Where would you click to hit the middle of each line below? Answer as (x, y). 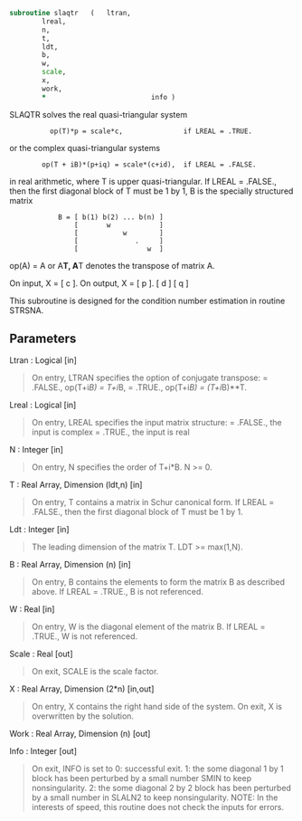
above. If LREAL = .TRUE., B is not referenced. (117, 592)
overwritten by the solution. (82, 716)
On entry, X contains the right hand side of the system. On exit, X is (157, 707)
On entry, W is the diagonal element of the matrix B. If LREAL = (148, 627)
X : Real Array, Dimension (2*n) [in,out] (82, 689)
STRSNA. (27, 310)
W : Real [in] (32, 609)
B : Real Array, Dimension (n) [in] (70, 565)
